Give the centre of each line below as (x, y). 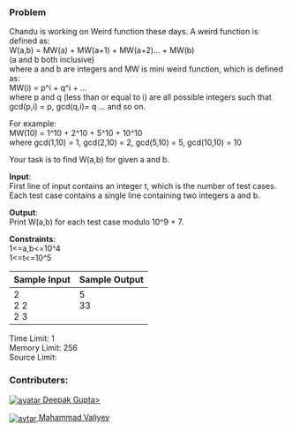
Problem (28, 12)
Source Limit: (33, 357)
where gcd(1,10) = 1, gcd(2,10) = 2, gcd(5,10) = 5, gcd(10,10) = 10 (126, 142)
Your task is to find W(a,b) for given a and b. (90, 160)
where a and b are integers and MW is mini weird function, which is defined (146, 69)
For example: (33, 124)
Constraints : (32, 239)
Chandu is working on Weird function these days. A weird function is (134, 32)
